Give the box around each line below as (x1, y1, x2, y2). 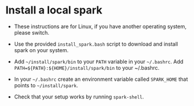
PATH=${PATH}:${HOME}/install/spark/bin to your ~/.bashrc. (14, 64, 160, 71)
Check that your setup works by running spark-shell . (14, 93, 144, 100)
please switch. (14, 29, 50, 36)
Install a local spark (5, 4, 103, 17)
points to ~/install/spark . (14, 81, 78, 88)
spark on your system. (14, 46, 69, 53)
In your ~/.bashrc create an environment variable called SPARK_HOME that (14, 76, 188, 83)
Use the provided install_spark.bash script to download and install (14, 40, 178, 47)
